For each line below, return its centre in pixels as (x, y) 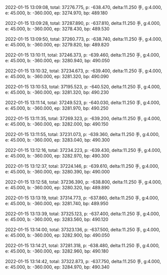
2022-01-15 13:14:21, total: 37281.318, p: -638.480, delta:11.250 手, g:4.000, (83, 245)
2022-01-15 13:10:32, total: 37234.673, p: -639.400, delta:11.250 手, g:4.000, (84, 71)
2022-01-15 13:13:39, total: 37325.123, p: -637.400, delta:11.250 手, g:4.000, (83, 214)
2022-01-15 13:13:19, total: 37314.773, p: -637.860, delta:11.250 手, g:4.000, (82, 198)
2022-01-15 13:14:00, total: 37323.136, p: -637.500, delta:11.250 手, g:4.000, (83, 230)
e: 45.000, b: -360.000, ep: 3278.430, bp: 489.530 (57, 29)
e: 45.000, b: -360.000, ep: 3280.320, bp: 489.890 (57, 188)
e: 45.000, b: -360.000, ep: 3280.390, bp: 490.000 (58, 172)
